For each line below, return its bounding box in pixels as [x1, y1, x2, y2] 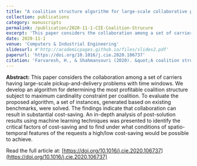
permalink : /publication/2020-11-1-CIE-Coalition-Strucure [6, 25, 154, 31]
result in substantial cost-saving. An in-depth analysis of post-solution [6, 110, 176, 117]
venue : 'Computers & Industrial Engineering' [6, 41, 119, 47]
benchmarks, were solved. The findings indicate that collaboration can [6, 105, 176, 112]
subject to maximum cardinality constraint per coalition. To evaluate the [6, 92, 179, 99]
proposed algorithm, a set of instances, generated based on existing [6, 98, 171, 105]
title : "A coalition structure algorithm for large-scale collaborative [6, 8, 188, 15]
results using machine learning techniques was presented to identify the [6, 117, 181, 124]
